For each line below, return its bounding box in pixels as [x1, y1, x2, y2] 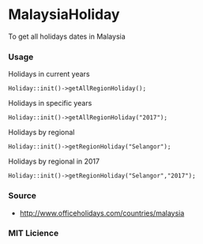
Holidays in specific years [8, 99, 92, 108]
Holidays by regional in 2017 [8, 156, 100, 167]
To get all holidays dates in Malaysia [8, 32, 126, 41]
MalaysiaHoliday [8, 6, 120, 24]
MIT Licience [8, 227, 59, 238]
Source [8, 190, 37, 201]
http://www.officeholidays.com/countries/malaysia [19, 208, 185, 218]
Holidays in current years [8, 69, 90, 79]
